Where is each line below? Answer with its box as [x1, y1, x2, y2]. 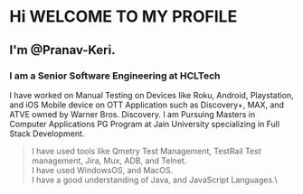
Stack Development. [9, 128, 85, 139]
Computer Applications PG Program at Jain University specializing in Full [9, 118, 280, 129]
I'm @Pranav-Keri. [9, 42, 116, 58]
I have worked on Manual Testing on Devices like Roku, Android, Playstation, [9, 89, 294, 100]
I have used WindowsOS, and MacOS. [31, 164, 174, 175]
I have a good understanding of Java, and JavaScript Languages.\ [31, 174, 278, 185]
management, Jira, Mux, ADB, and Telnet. [31, 155, 187, 166]
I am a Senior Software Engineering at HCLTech [9, 69, 221, 82]
